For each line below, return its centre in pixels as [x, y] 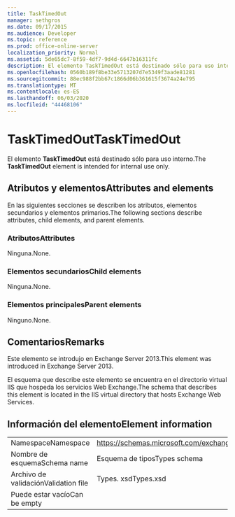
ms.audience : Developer [42, 33]
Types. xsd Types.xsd [131, 479]
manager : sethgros [34, 20]
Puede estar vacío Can [47, 495]
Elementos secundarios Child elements [74, 271]
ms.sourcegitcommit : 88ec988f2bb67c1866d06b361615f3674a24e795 [101, 79]
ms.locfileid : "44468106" [45, 105]
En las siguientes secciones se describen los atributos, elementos [102, 205]
